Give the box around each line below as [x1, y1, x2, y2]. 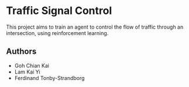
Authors [6, 47, 37, 57]
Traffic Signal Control [6, 4, 112, 18]
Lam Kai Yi [14, 68, 40, 75]
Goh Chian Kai [14, 62, 50, 69]
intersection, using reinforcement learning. [6, 29, 109, 36]
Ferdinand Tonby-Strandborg [14, 74, 85, 81]
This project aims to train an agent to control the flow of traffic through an [6, 23, 184, 30]
